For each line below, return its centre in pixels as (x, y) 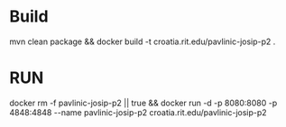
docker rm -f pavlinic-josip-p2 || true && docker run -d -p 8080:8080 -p (143, 103)
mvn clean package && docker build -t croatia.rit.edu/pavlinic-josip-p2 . (143, 41)
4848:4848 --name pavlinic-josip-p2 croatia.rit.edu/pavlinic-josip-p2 (138, 112)
